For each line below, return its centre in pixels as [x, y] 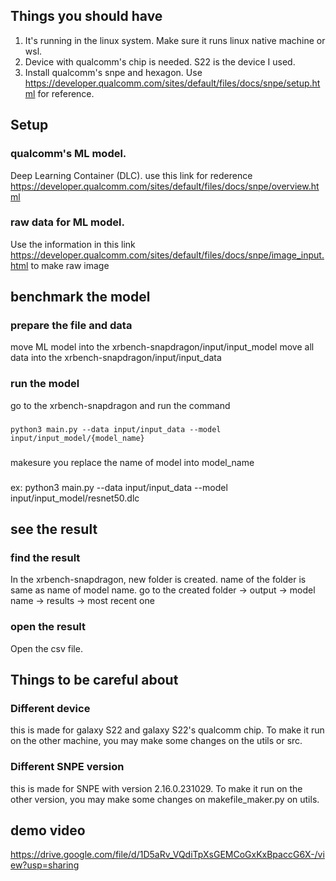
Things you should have [86, 16]
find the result [45, 557]
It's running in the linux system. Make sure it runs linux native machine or [175, 40]
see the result [54, 529]
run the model [45, 384]
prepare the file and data [71, 326]
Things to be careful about [94, 679]
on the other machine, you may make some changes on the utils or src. [156, 741]
